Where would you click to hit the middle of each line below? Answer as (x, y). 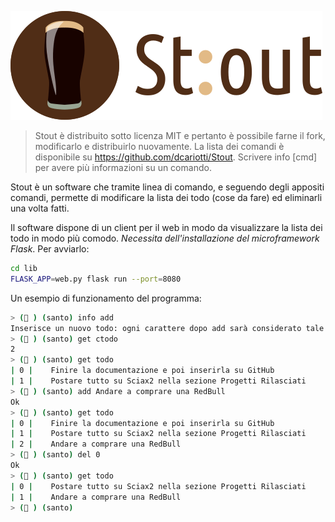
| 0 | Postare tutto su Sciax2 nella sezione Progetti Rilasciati (158, 486)
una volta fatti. (40, 208)
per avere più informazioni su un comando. (123, 167)
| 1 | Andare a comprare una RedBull (96, 497)
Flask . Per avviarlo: (50, 249)
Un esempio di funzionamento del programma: (106, 298)
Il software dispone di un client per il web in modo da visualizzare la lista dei (166, 227)
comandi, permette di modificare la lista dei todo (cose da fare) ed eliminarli (166, 197)
